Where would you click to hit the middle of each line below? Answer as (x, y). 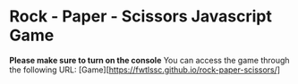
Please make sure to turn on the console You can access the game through (149, 60)
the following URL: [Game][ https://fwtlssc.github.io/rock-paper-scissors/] (145, 70)
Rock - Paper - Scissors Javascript (141, 17)
